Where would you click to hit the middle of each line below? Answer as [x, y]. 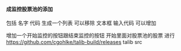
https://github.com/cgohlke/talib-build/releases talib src [74, 42]
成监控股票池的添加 [30, 9]
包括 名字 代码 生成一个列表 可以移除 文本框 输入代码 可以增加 [81, 23]
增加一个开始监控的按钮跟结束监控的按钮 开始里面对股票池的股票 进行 [90, 36]
